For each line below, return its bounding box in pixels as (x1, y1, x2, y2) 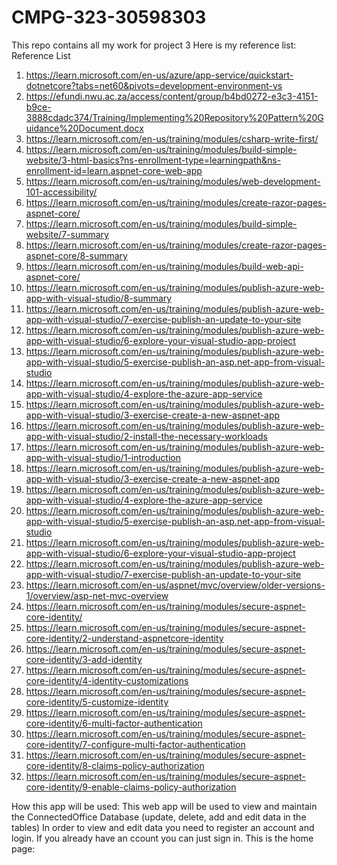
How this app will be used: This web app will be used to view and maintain (11, 800, 318, 812)
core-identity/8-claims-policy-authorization (25, 759, 205, 771)
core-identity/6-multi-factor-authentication (25, 717, 203, 729)
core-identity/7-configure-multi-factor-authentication (25, 738, 246, 750)
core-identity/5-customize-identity (25, 696, 169, 708)
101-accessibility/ (25, 186, 98, 198)
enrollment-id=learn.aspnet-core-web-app (25, 164, 203, 176)
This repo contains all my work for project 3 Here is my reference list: (11, 39, 297, 51)
